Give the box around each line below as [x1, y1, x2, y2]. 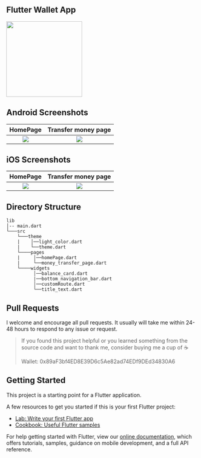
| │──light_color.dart [17, 239, 83, 245]
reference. [6, 445, 32, 453]
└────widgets [17, 265, 50, 271]
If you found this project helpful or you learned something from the [21, 337, 188, 344]
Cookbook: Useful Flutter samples [15, 421, 100, 428]
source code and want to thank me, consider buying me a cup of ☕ [21, 344, 189, 351]
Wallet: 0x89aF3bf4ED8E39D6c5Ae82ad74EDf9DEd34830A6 [21, 358, 176, 365]
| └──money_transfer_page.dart [17, 260, 107, 266]
